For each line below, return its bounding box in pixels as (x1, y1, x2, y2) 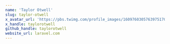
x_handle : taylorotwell (5, 21, 56, 27)
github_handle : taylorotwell (5, 26, 67, 31)
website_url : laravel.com (5, 31, 60, 36)
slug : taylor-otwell (5, 12, 49, 17)
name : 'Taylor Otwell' (5, 7, 53, 13)
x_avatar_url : (5, 17, 35, 22)
